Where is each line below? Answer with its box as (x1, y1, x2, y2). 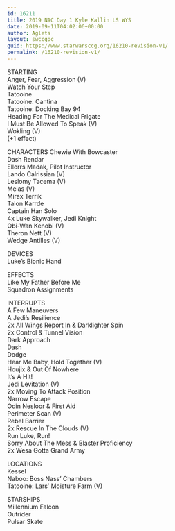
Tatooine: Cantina (7, 97, 57, 106)
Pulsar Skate (7, 517, 44, 525)
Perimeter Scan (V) (7, 409, 62, 417)
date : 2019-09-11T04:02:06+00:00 (7, 23, 104, 30)
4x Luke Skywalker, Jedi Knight (7, 214, 97, 222)
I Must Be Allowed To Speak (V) (7, 119, 98, 128)
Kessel (7, 466, 26, 475)
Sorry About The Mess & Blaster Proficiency (7, 439, 133, 447)
